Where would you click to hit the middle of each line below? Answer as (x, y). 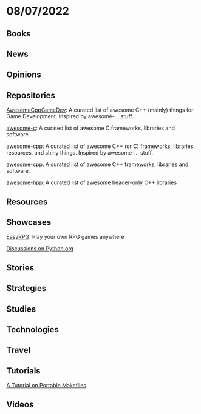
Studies (21, 309)
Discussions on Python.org (40, 249)
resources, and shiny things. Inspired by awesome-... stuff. (80, 153)
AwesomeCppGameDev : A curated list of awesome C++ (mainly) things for (100, 110)
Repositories (31, 95)
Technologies (33, 329)
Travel (19, 350)
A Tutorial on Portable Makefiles (46, 386)
